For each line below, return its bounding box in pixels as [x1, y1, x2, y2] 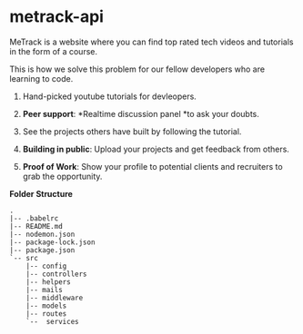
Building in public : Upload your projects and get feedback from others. [22, 143, 289, 154]
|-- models [25, 301, 67, 310]
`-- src [9, 253, 39, 262]
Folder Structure [9, 188, 73, 199]
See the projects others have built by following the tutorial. [22, 125, 242, 137]
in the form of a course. [9, 45, 98, 56]
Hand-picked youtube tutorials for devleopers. [22, 91, 197, 102]
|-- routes [25, 309, 67, 319]
